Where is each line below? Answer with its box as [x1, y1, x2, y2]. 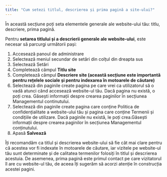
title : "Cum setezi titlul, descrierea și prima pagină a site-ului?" [5, 7, 155, 12]
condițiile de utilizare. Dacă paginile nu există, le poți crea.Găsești [12, 114, 147, 120]
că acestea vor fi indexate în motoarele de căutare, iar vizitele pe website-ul [5, 145, 161, 151]
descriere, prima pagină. [5, 26, 56, 32]
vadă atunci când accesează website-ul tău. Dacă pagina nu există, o [12, 88, 156, 93]
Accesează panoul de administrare [12, 51, 84, 57]
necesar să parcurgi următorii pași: [5, 41, 77, 47]
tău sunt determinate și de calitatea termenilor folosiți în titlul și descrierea [5, 150, 157, 156]
